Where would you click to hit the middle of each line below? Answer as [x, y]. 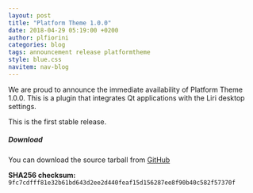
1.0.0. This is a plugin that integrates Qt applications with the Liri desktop [126, 98]
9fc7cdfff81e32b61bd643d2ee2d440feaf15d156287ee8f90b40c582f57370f [122, 183]
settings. [23, 106]
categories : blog [37, 45]
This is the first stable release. [57, 121]
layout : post [30, 15]
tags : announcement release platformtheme [79, 52]
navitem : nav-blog [38, 67]
